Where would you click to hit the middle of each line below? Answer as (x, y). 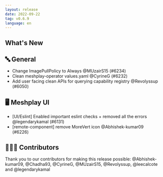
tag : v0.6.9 (17, 18)
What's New (24, 43)
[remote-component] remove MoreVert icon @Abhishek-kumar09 (78, 127)
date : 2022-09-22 (23, 14)
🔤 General (21, 60)
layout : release (21, 9)
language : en (18, 23)
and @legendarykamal (27, 169)
